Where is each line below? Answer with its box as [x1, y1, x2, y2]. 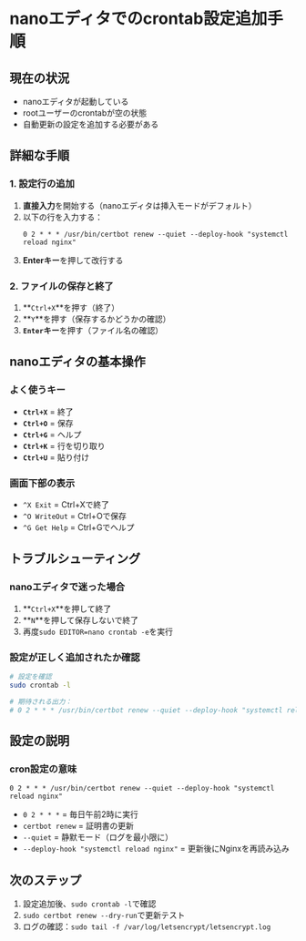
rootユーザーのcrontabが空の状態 [22, 107, 148, 118]
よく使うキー [9, 384, 66, 396]
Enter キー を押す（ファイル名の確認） [22, 324, 164, 335]
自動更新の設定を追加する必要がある [22, 119, 159, 129]
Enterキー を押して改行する [22, 254, 124, 265]
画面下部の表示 [9, 476, 76, 489]
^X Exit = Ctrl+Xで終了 [22, 498, 110, 510]
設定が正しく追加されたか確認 [9, 650, 141, 663]
